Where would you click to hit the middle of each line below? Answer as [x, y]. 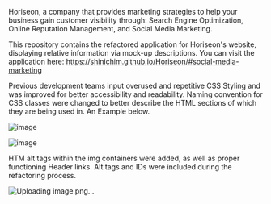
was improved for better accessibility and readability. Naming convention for [135, 94]
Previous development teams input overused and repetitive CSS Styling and [135, 85]
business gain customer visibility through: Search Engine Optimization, [126, 20]
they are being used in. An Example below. [79, 111]
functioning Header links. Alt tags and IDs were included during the [120, 167]
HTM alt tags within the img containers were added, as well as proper [124, 158]
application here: [36, 61]
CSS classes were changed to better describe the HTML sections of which [133, 103]
